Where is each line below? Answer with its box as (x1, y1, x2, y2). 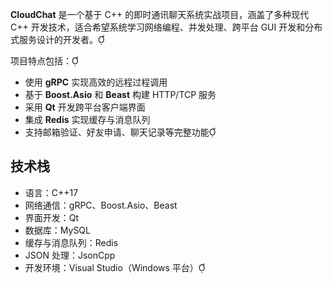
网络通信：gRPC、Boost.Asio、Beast (24, 199, 178, 211)
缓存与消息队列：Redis (24, 236, 119, 248)
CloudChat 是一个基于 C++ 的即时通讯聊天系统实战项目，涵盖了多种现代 (10, 9, 310, 20)
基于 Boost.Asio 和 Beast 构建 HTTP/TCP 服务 (24, 89, 217, 100)
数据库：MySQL (24, 224, 91, 236)
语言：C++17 (24, 186, 79, 198)
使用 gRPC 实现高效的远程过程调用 (24, 76, 168, 88)
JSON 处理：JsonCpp (24, 249, 116, 261)
